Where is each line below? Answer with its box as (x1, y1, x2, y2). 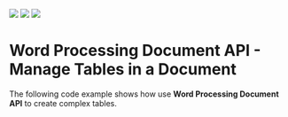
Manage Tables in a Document (9, 59, 237, 80)
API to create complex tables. (9, 97, 118, 108)
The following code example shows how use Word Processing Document (9, 89, 279, 99)
